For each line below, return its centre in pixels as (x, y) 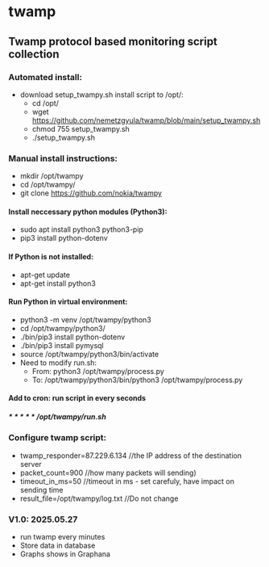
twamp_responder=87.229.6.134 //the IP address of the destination (130, 456)
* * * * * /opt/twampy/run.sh (57, 416)
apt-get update (45, 275)
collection (34, 54)
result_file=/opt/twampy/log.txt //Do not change (99, 498)
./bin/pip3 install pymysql (62, 345)
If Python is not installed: (51, 256)
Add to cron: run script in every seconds (77, 398)
